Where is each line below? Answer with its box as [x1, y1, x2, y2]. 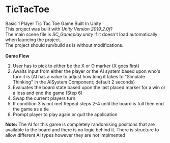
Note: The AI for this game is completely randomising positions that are [5, 121, 155, 127]
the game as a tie [12, 106, 49, 112]
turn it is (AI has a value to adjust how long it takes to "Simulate [12, 73, 145, 79]
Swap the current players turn [12, 95, 75, 101]
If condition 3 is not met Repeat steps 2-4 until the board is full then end [12, 100, 164, 106]
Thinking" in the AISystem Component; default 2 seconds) [12, 79, 135, 85]
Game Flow [5, 52, 30, 59]
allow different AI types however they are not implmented [5, 132, 126, 138]
